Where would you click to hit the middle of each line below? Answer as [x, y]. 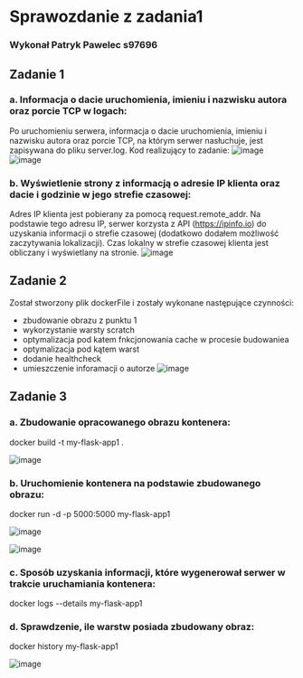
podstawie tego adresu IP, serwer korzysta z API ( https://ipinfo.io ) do [138, 224]
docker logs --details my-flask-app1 [76, 604]
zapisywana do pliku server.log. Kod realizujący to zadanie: [120, 150]
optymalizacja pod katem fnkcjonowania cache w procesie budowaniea [156, 339]
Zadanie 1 [37, 74]
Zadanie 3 [38, 396]
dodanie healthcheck [62, 358]
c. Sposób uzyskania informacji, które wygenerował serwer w [147, 572]
